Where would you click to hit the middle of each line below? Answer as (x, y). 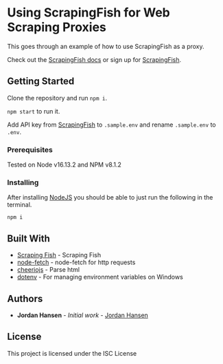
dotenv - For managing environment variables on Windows (100, 277)
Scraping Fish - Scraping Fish (59, 255)
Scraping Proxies (57, 27)
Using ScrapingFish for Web (89, 13)
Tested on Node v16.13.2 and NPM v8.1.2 (64, 165)
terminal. (20, 205)
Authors (25, 298)
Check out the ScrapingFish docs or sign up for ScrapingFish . (94, 59)
